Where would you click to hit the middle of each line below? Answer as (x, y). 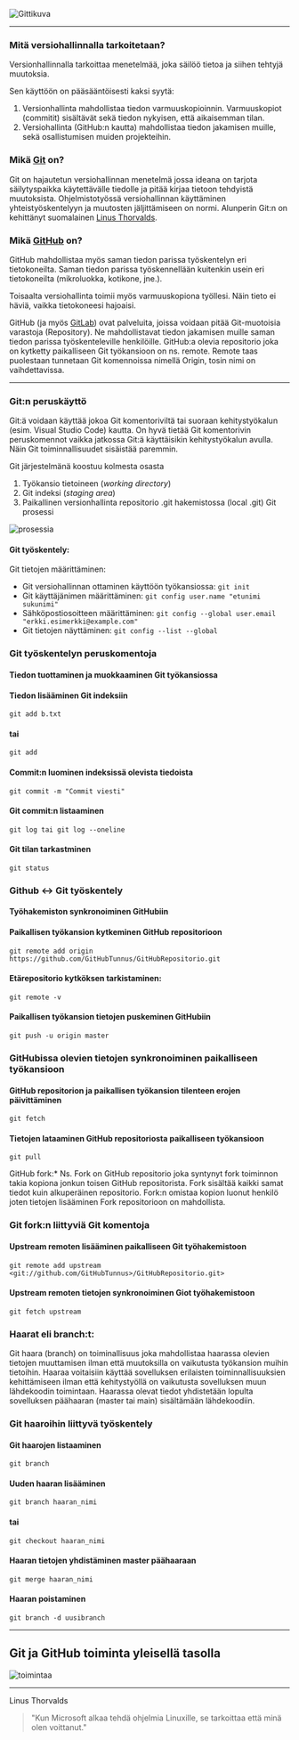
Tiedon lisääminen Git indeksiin (69, 695)
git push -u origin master (59, 1036)
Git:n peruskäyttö (48, 401)
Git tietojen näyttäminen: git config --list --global (120, 630)
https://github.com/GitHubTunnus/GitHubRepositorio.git (115, 959)
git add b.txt (36, 714)
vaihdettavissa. (37, 370)
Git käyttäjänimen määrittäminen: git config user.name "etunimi (141, 596)
